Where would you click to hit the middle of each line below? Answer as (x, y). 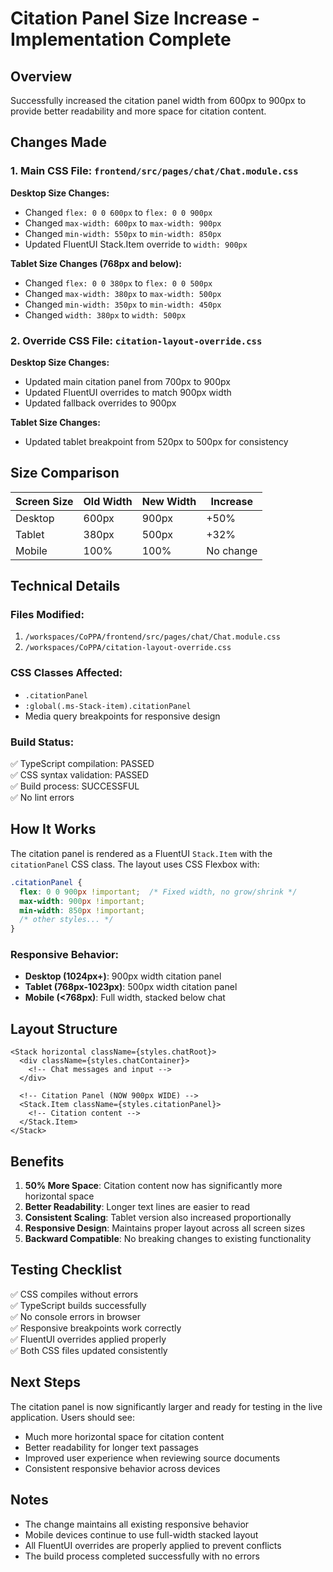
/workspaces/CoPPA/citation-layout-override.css (128, 648)
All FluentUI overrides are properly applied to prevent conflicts (153, 1545)
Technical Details (65, 586)
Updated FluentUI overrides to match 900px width (128, 392)
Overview (41, 76)
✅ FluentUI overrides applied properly (88, 1339)
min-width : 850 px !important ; (82, 910)
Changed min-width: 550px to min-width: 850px (123, 233)
